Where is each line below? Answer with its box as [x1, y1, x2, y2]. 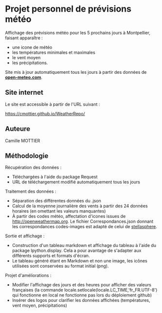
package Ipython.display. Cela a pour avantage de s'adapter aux [12, 247, 142, 253]
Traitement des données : [5, 188, 56, 195]
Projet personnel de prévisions [5, 3, 131, 15]
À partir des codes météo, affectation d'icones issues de [12, 214, 126, 219]
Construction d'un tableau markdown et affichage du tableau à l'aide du [12, 243, 157, 248]
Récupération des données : [5, 165, 62, 170]
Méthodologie [5, 151, 49, 160]
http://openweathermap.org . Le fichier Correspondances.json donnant [12, 218, 154, 224]
